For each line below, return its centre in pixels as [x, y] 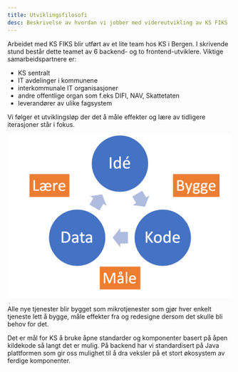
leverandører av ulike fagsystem [65, 103]
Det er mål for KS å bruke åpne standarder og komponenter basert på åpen [118, 338]
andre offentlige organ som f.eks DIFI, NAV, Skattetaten [99, 95]
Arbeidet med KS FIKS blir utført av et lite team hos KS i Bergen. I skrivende [118, 43]
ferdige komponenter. [39, 361]
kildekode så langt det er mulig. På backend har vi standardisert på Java [113, 345]
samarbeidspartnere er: [42, 59]
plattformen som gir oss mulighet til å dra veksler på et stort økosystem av [116, 353]
